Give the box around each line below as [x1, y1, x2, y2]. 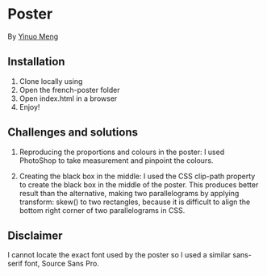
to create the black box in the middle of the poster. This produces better [19, 179, 259, 190]
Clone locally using [19, 76, 83, 86]
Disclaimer [7, 228, 63, 242]
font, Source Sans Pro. [24, 259, 100, 269]
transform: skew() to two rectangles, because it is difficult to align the [19, 197, 251, 207]
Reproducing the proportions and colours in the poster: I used [19, 147, 225, 157]
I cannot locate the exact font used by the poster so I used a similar [7, 250, 232, 260]
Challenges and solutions [7, 126, 139, 140]
